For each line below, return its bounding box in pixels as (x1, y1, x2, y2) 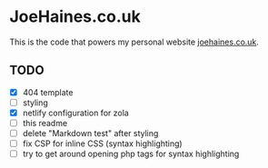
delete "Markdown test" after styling (22, 128, 159, 138)
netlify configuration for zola (22, 107, 129, 118)
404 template (22, 86, 74, 97)
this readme (22, 117, 68, 128)
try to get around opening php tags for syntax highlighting (22, 148, 240, 160)
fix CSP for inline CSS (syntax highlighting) (22, 138, 184, 149)
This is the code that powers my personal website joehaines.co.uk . (9, 36, 259, 47)
